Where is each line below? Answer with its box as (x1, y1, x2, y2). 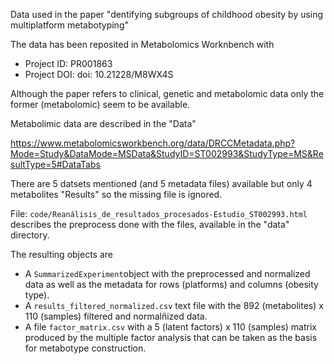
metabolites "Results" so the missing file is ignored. (10, 189, 223, 200)
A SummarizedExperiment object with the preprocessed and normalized (24, 268, 311, 279)
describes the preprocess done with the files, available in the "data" (10, 219, 290, 230)
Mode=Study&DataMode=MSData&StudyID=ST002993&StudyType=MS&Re (10, 148, 324, 159)
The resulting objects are (10, 249, 113, 260)
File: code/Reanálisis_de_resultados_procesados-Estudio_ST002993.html (10, 208, 308, 219)
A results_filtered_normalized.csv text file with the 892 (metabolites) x (24, 300, 324, 311)
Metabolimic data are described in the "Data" (10, 118, 197, 129)
